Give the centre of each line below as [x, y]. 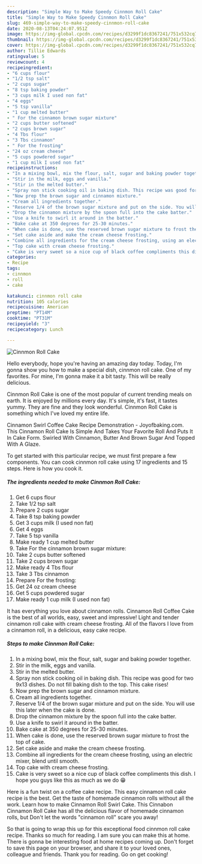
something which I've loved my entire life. [58, 413]
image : [15, 34]
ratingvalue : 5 [26, 56]
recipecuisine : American [38, 307]
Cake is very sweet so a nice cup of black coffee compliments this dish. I [105, 773]
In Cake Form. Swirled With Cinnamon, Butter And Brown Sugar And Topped [101, 437]
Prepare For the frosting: [46, 580]
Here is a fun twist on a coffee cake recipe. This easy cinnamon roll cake [97, 791]
